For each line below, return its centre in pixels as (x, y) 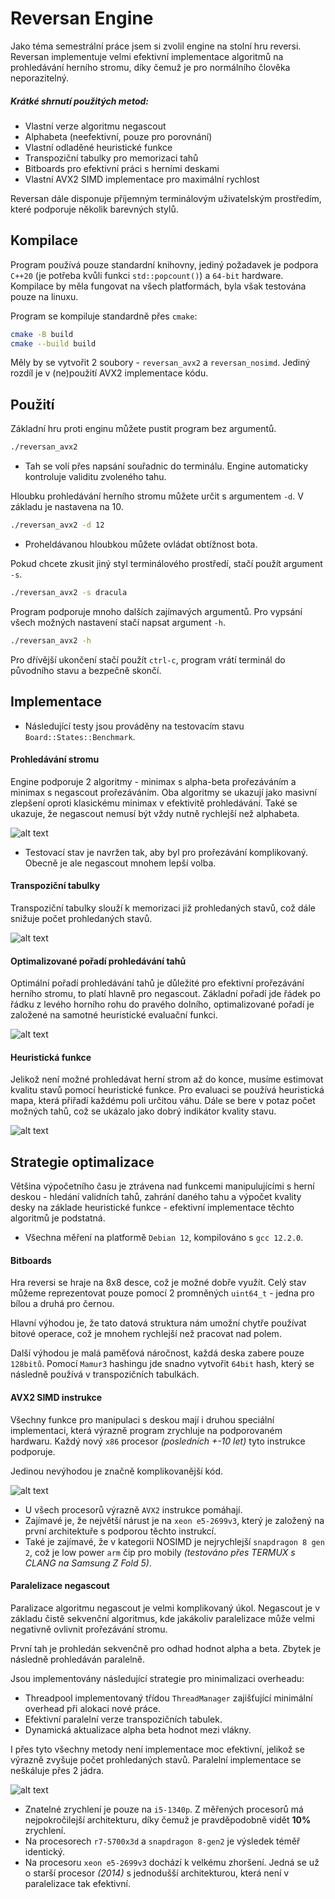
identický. (45, 1851)
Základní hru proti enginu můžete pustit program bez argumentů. (143, 429)
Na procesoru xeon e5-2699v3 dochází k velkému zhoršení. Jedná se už (172, 1862)
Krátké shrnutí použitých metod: (80, 101)
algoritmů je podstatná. (58, 1218)
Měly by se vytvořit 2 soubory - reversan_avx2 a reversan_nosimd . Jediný (160, 363)
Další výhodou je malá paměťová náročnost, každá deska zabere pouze (157, 1353)
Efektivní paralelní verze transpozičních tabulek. (123, 1719)
